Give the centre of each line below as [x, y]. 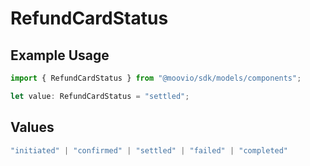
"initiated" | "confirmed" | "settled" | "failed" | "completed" [149, 150]
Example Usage [60, 55]
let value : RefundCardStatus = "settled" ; [100, 96]
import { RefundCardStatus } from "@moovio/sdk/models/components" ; [156, 78]
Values [32, 127]
